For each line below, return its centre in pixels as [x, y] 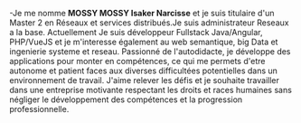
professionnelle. [39, 109]
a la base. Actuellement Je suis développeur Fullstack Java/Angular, [136, 32]
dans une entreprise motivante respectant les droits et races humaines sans [150, 90]
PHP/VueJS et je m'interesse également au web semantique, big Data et [144, 42]
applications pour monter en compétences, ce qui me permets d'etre [137, 61]
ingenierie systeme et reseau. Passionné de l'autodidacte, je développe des [150, 52]
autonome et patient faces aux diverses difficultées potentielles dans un [144, 71]
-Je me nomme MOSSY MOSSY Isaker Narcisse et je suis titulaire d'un [142, 13]
